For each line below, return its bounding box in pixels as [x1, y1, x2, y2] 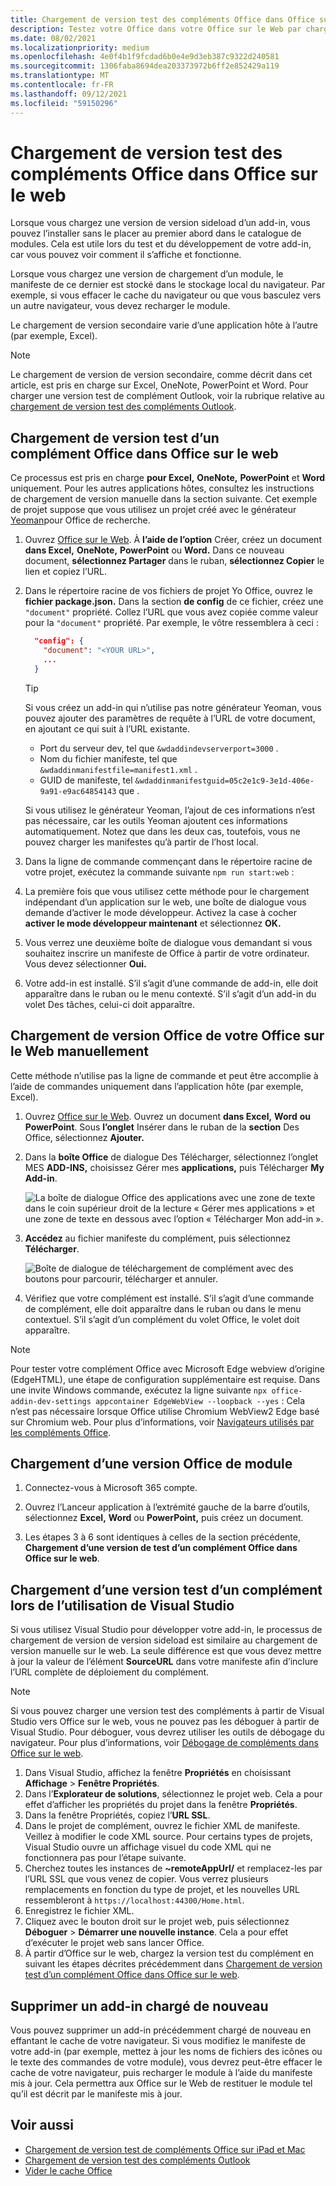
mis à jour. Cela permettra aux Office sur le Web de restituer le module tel [10, 2077, 313, 2089]
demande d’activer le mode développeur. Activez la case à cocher [24, 906, 298, 918]
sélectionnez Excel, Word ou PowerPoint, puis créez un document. [24, 1512, 304, 1524]
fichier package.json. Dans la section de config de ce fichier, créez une [24, 596, 324, 608]
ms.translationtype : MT [10, 71, 110, 81]
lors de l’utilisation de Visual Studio [10, 1597, 235, 1614]
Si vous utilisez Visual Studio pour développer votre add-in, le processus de [10, 1624, 323, 1636]
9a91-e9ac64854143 [39, 786, 117, 796]
